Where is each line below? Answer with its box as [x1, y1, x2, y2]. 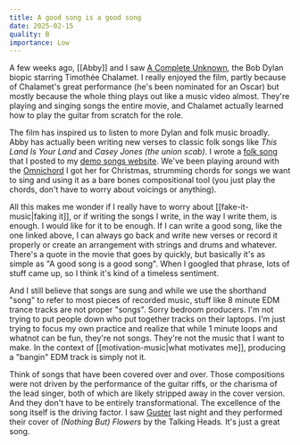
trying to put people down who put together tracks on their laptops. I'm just [9, 314, 286, 324]
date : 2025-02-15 [9, 21, 74, 30]
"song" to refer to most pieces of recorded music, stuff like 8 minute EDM [9, 295, 280, 306]
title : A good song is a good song [9, 13, 142, 22]
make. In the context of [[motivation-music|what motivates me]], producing [9, 342, 286, 353]
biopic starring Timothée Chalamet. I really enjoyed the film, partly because [9, 72, 287, 83]
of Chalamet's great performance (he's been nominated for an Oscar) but [9, 81, 279, 92]
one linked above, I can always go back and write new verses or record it [9, 230, 279, 241]
